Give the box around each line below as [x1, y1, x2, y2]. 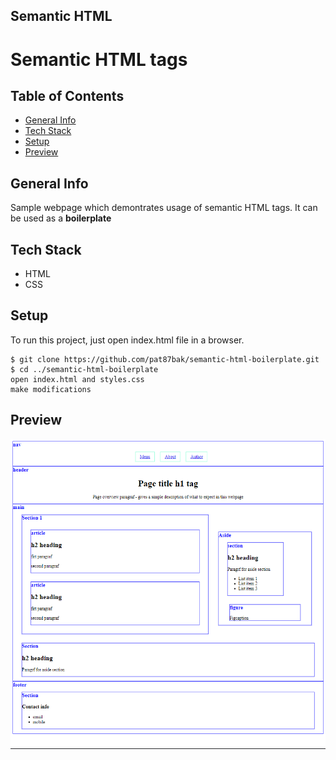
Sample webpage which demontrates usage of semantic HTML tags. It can [10, 202, 318, 214]
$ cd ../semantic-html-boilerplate [10, 364, 159, 374]
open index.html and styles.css [10, 374, 145, 384]
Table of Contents [10, 87, 125, 104]
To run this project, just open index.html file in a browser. [10, 334, 245, 346]
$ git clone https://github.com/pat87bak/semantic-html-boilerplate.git [10, 354, 320, 364]
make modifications [10, 384, 92, 394]
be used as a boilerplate [10, 212, 112, 224]
